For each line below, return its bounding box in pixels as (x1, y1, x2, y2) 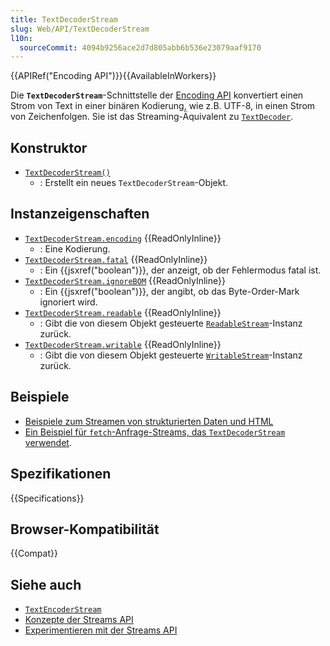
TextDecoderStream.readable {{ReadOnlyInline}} (24, 306, 222, 318)
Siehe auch (10, 576, 82, 593)
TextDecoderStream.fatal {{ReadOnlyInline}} (24, 253, 208, 265)
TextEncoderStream (24, 605, 102, 615)
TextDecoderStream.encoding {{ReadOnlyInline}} (24, 232, 222, 244)
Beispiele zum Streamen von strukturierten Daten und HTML (24, 415, 274, 427)
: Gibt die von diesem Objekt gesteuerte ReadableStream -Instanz (39, 317, 303, 329)
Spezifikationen (10, 466, 112, 483)
